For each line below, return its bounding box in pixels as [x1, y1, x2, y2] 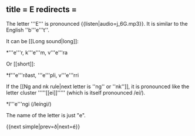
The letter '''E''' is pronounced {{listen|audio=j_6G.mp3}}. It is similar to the [6, 20, 188, 27]
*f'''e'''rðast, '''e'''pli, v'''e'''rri [6, 71, 79, 78]
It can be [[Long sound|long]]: [6, 37, 79, 44]
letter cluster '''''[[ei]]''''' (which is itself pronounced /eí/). [6, 89, 146, 96]
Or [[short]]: [6, 60, 35, 67]
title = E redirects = [6, 5, 78, 15]
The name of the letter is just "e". [6, 111, 86, 118]
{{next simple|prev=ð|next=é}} [6, 123, 80, 130]
